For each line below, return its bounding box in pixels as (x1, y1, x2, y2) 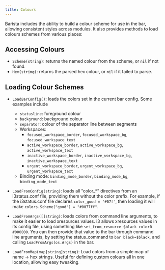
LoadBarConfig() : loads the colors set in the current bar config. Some (12, 96, 152, 102)
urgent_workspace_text (27, 169, 74, 174)
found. (12, 63, 26, 69)
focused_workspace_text (27, 138, 76, 143)
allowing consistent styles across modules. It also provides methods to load (5, 26, 158, 32)
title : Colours (5, 7, 36, 12)
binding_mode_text (19, 180, 57, 185)
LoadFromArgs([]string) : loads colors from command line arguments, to (12, 213, 158, 219)
